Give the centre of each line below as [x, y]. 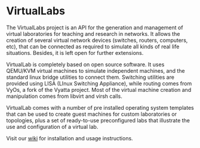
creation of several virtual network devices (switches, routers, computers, [97, 40]
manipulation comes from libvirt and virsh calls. [64, 96]
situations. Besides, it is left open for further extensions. [75, 53]
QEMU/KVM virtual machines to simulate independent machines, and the [96, 70]
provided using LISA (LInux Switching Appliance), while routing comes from [99, 83]
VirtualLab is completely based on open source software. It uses [85, 64]
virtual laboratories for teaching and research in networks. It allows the [93, 33]
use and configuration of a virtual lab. [52, 127]
